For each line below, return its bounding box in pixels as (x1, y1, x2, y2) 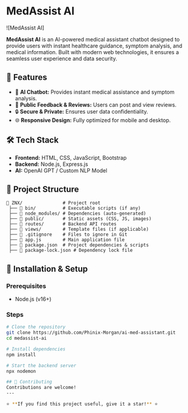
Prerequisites (6, 281, 46, 290)
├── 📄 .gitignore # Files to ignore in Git (8, 231, 128, 238)
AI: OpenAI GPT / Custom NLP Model (14, 167, 108, 174)
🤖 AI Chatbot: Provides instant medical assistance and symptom (14, 88, 175, 96)
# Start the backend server (6, 363, 77, 369)
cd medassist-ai (6, 335, 47, 341)
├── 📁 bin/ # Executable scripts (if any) (8, 206, 141, 212)
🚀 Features (6, 72, 47, 82)
